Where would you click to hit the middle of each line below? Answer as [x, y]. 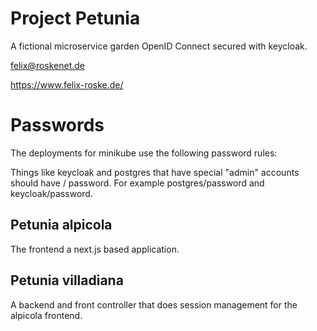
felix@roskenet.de [48, 65]
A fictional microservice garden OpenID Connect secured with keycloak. [159, 46]
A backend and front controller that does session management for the [154, 304]
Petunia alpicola [61, 225]
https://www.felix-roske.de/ [67, 84]
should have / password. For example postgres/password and [137, 183]
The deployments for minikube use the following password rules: [144, 153]
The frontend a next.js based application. [95, 249]
